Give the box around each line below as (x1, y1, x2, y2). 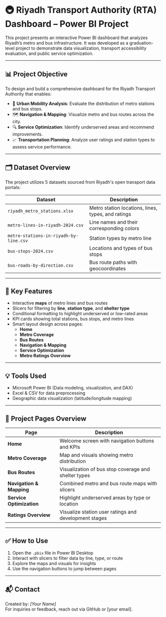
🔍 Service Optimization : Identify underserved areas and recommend (12, 124, 154, 130)
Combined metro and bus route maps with (59, 480, 157, 487)
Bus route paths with (89, 259, 137, 266)
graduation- (129, 40, 154, 46)
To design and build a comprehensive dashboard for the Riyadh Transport (5, 86, 156, 92)
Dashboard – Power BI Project (5, 18, 129, 30)
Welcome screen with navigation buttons (59, 437, 154, 444)
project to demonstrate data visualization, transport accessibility (15, 45, 147, 51)
